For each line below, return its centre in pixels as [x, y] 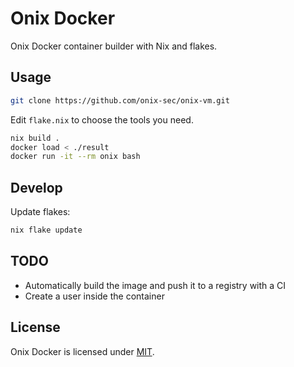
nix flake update [46, 230]
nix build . [35, 138]
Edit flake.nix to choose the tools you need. [102, 119]
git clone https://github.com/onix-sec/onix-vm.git [120, 100]
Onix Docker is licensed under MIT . [82, 351]
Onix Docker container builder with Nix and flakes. [114, 46]
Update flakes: [40, 212]
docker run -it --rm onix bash [75, 157]
